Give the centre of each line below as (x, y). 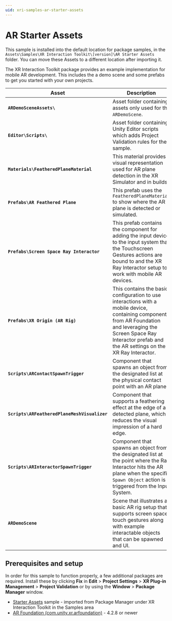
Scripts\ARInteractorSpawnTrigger (50, 467)
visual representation (138, 163)
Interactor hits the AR (138, 467)
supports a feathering (138, 401)
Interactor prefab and (138, 339)
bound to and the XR (137, 261)
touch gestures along (138, 520)
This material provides (139, 156)
